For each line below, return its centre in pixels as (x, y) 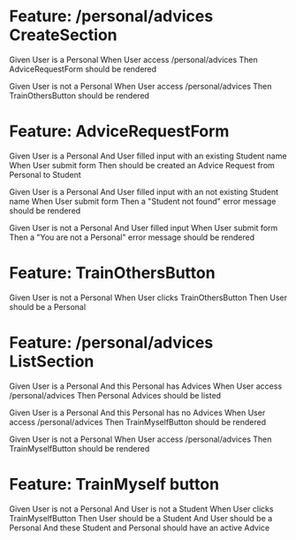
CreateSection (63, 35)
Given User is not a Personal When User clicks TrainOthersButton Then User (148, 297)
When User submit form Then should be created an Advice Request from (142, 165)
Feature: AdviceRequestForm (119, 131)
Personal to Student (45, 174)
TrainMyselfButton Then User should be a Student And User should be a (141, 518)
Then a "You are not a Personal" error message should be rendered (132, 237)
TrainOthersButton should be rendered (80, 96)
